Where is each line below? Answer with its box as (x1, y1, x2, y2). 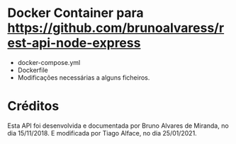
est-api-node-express (7, 35, 141, 51)
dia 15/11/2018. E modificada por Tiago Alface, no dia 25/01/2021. (7, 128, 197, 137)
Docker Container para (7, 5, 144, 21)
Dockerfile (17, 66, 48, 74)
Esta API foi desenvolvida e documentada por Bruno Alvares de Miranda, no (7, 121, 229, 130)
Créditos (7, 98, 60, 114)
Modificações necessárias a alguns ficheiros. (17, 73, 150, 82)
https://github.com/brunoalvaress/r (7, 20, 225, 36)
